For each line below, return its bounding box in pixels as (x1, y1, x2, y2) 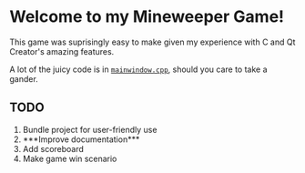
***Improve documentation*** (22, 134, 140, 145)
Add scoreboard (22, 143, 85, 154)
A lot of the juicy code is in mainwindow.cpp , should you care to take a (9, 64, 268, 75)
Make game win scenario (22, 153, 117, 164)
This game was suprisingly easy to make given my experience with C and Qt (9, 36, 296, 47)
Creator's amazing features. (9, 46, 115, 56)
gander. (9, 73, 38, 84)
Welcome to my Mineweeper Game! (9, 6, 285, 27)
